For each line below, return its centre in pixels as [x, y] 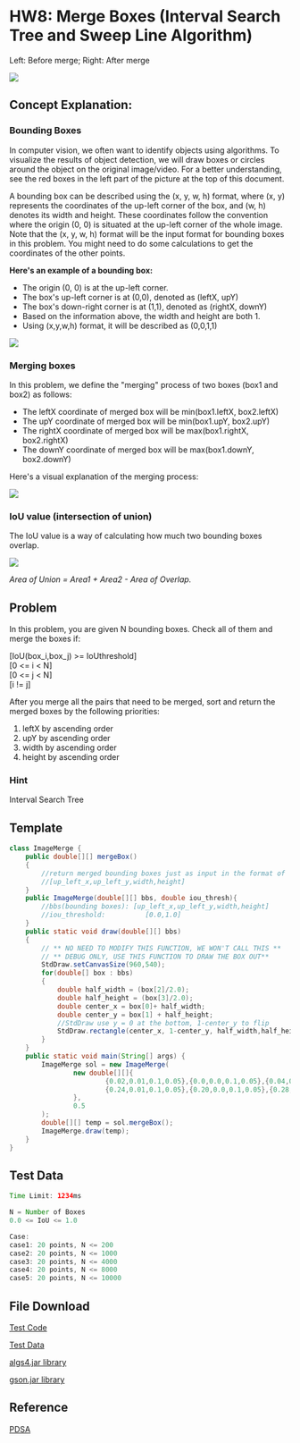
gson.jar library [37, 1380]
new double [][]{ [103, 1073]
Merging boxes [42, 366]
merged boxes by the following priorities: [85, 712]
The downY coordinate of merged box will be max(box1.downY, [138, 450]
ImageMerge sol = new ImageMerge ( [105, 1064]
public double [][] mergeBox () [82, 857]
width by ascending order [70, 747]
